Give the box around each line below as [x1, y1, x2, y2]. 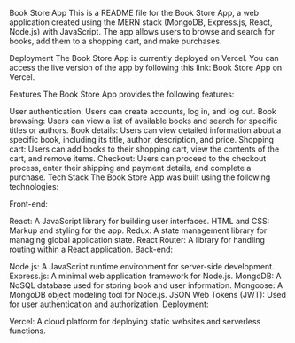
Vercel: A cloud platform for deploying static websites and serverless [9, 316, 261, 326]
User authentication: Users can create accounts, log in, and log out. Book [9, 106, 277, 116]
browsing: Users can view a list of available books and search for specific [9, 115, 278, 126]
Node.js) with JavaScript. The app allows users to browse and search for [9, 27, 276, 36]
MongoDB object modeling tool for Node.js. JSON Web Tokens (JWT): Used [9, 290, 286, 300]
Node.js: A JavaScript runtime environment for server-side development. [9, 261, 275, 271]
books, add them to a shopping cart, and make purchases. [9, 35, 222, 46]
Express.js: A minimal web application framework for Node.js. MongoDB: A [9, 270, 282, 281]
